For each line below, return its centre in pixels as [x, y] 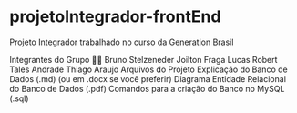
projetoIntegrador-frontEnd [115, 17]
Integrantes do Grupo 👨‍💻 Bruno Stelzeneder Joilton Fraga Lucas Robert [143, 59]
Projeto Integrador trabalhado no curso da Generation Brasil [122, 42]
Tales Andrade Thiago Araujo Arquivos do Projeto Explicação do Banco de [149, 69]
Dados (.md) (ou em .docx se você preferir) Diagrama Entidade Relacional [148, 78]
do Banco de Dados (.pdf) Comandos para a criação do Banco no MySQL [147, 88]
